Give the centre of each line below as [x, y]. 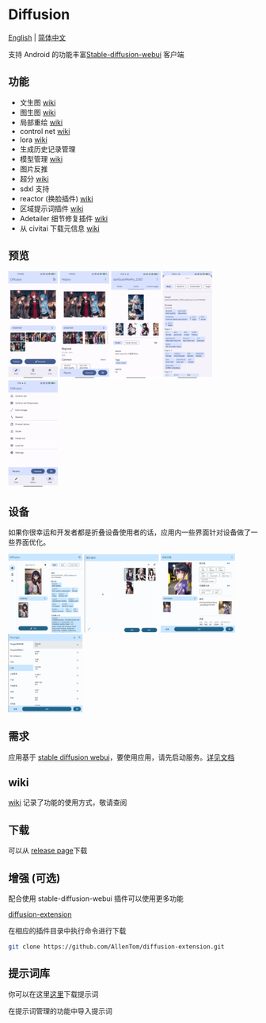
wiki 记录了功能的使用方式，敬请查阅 [68, 803]
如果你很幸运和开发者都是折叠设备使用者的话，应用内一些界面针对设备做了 [129, 532]
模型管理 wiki [41, 159]
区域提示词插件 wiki [51, 209]
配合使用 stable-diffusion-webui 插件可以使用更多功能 [96, 898]
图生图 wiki [38, 112]
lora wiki [33, 140]
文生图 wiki [38, 102]
